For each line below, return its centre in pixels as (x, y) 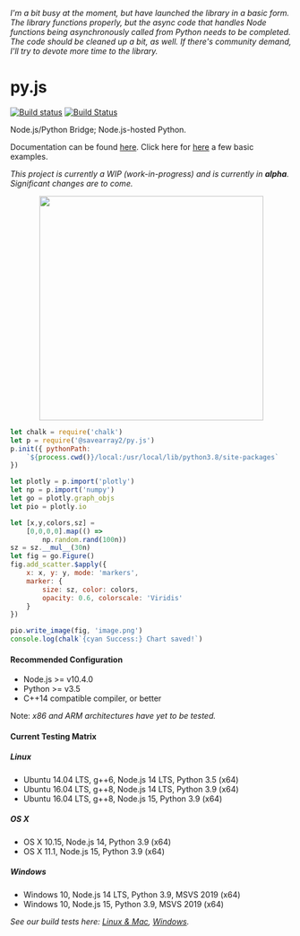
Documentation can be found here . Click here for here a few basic (132, 146)
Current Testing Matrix (53, 736)
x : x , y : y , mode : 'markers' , (83, 573)
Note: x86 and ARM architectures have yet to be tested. (113, 716)
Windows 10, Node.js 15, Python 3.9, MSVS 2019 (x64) (124, 904)
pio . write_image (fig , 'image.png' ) (77, 631)
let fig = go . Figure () (52, 556)
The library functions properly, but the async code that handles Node (138, 22)
